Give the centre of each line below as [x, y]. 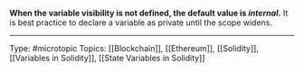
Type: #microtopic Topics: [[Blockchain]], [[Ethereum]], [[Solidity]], [134, 48]
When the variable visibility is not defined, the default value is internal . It [149, 13]
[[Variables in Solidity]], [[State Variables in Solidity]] [107, 58]
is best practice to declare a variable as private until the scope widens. [141, 22]
